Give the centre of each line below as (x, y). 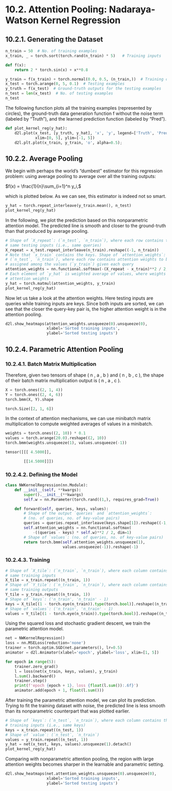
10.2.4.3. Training (28, 560)
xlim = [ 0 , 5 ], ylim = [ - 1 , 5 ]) (65, 138)
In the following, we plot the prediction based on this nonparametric (77, 220)
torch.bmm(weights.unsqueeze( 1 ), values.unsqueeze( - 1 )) (66, 443)
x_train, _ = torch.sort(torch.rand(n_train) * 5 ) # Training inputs (83, 56)
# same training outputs (32, 590)
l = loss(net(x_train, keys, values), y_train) (66, 671)
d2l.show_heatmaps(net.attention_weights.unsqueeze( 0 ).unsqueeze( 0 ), (81, 774)
